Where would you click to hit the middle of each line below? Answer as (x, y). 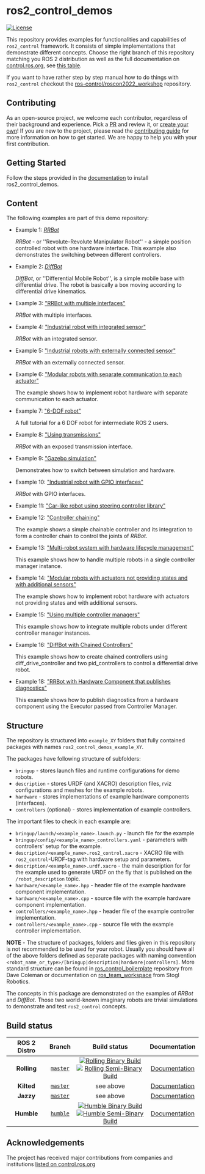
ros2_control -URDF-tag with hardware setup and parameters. (93, 859)
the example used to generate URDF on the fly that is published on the (103, 873)
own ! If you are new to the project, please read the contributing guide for (98, 131)
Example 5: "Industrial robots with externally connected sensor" (95, 351)
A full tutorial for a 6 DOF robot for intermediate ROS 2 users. (92, 423)
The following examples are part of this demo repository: (78, 218)
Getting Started (36, 163)
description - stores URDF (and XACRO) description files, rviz (93, 784)
